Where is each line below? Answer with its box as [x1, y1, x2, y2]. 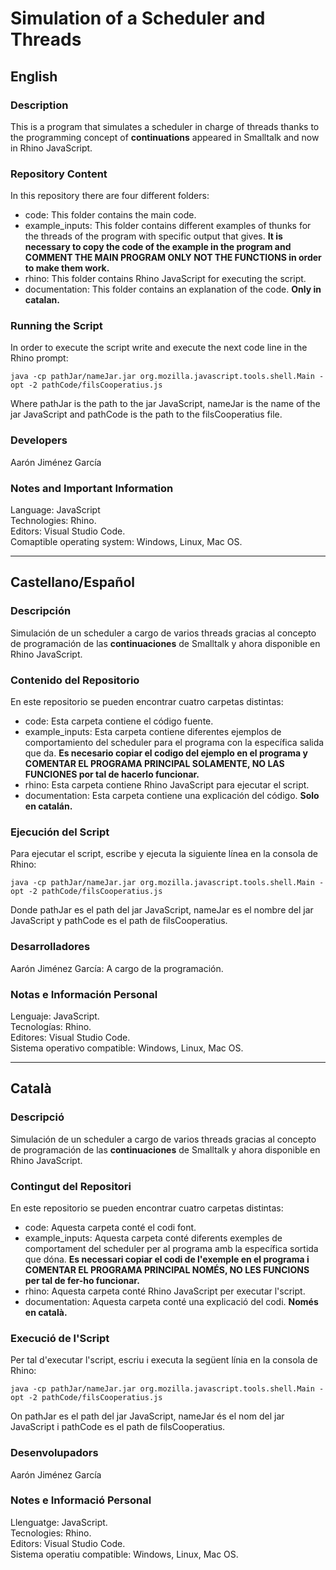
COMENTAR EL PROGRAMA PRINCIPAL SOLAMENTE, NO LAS [24, 758, 285, 770]
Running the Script [10, 319, 103, 333]
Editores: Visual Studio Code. [10, 1031, 131, 1043]
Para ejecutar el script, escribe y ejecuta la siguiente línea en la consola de [10, 848, 318, 860]
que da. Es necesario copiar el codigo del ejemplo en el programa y [24, 747, 308, 759]
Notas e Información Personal [10, 987, 158, 1001]
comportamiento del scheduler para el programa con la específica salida [24, 737, 325, 749]
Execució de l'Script [10, 1331, 110, 1345]
